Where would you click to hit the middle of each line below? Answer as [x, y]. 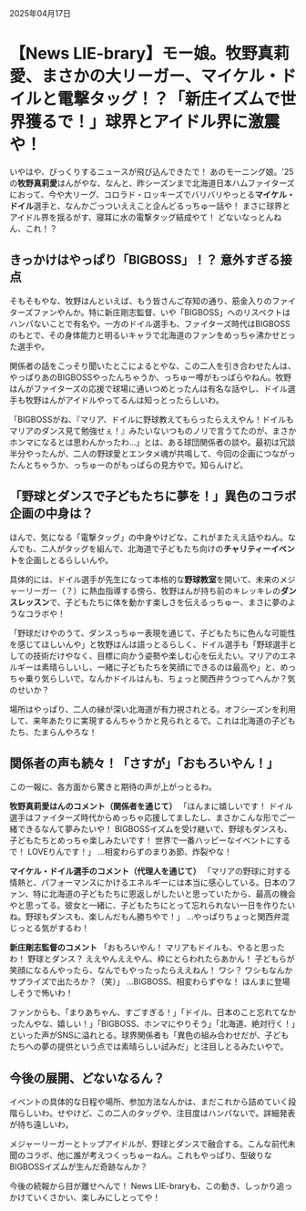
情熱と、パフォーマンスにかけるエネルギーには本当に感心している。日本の [149, 883]
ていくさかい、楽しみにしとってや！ [93, 1197]
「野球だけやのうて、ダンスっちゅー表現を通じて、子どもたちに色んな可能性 [153, 632]
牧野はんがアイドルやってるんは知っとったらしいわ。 [125, 400]
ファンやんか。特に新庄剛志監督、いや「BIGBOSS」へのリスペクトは [162, 312]
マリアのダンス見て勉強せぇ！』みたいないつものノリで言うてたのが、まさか [153, 430]
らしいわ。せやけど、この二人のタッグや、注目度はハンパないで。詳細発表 [156, 1114]
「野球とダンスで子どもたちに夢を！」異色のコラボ [153, 496]
